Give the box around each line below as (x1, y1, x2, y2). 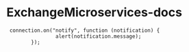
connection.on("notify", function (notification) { (9, 27, 160, 34)
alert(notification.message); (55, 32, 142, 40)
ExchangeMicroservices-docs (6, 5, 183, 20)
